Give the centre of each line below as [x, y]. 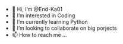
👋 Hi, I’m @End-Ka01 [37, 9]
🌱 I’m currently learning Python [50, 22]
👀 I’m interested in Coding [43, 15]
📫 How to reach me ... [39, 35]
